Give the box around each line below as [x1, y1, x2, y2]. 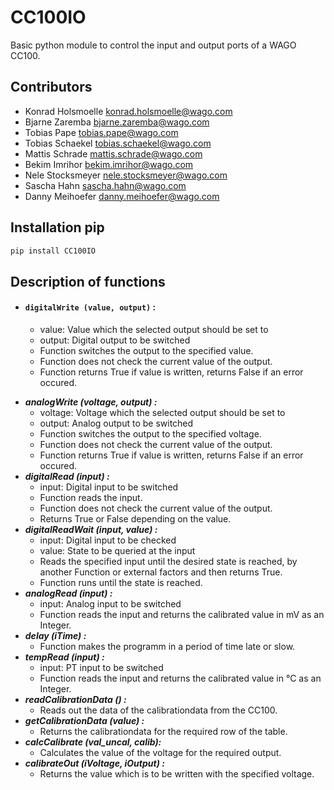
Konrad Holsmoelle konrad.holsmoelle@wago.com [24, 105, 233, 117]
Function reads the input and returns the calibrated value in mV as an [39, 609, 325, 621]
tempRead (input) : [24, 651, 105, 663]
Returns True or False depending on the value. [39, 513, 232, 525]
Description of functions [10, 273, 166, 290]
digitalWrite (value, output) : [24, 301, 157, 313]
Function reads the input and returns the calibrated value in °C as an [39, 672, 322, 685]
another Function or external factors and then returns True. [39, 566, 283, 578]
